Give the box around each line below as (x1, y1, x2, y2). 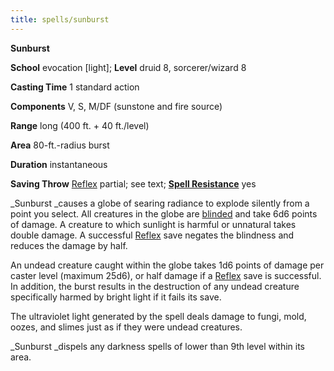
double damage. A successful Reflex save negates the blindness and (10, 229, 295, 241)
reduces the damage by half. (10, 239, 128, 251)
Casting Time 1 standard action (10, 81, 140, 93)
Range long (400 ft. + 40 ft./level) (10, 119, 150, 131)
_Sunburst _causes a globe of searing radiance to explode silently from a (10, 197, 310, 209)
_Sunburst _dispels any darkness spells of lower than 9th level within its (10, 340, 305, 352)
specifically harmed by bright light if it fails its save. (10, 291, 222, 303)
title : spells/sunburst (10, 14, 110, 25)
